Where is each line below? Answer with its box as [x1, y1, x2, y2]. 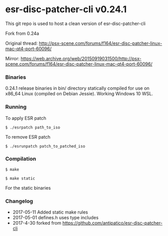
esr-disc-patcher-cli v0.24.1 [5, 4, 127, 15]
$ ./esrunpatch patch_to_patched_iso [5, 144, 86, 149]
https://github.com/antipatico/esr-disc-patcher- [62, 220, 163, 226]
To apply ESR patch [5, 115, 47, 121]
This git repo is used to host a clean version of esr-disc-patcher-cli [5, 20, 146, 27]
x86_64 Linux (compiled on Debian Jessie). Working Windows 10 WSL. [5, 91, 154, 97]
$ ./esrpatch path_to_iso [5, 125, 60, 130]
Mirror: [5, 55, 20, 62]
